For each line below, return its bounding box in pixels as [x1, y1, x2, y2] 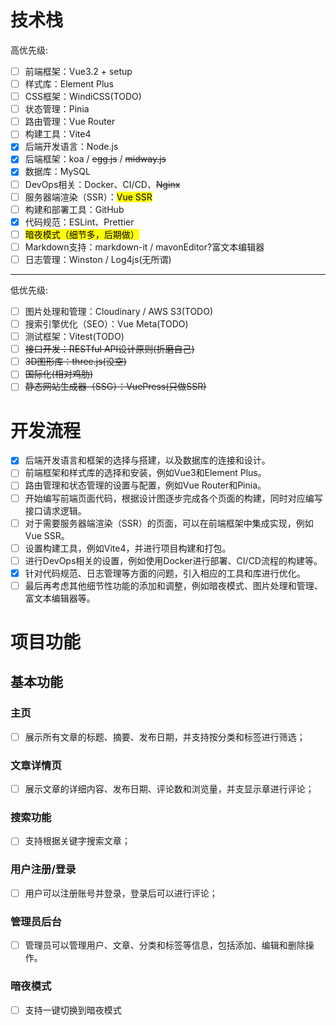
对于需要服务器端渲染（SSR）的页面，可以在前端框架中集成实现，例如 [24, 517, 314, 529]
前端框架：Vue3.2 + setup [24, 65, 133, 77]
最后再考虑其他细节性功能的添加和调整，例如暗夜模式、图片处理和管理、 [24, 579, 323, 591]
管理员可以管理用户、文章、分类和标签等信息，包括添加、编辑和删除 [24, 939, 306, 951]
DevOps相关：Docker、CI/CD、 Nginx [24, 178, 181, 190]
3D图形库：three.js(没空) [24, 356, 127, 368]
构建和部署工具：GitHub [24, 203, 125, 215]
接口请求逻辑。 [24, 504, 87, 516]
